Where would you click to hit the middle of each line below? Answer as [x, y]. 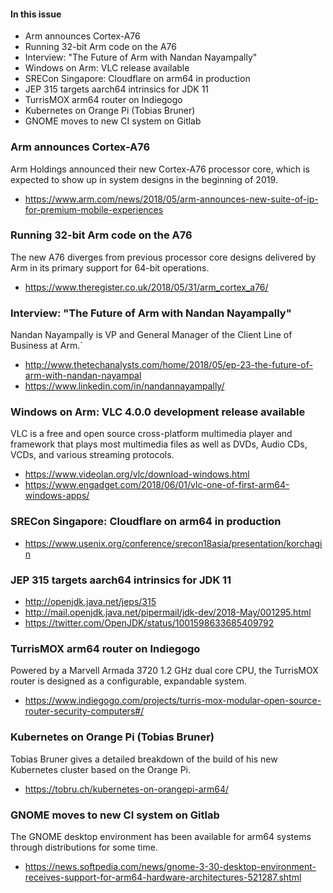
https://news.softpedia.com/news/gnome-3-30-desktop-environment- [170, 866]
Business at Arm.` [46, 346]
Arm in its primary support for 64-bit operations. [110, 267]
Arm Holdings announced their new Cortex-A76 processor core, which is [160, 169]
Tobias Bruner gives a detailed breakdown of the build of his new [144, 759]
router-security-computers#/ [84, 711]
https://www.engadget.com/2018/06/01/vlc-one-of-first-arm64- [157, 485]
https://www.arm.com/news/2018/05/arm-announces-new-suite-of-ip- [171, 199]
